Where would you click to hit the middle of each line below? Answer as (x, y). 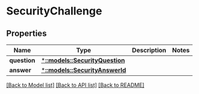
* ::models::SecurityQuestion (83, 60)
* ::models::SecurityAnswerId (84, 70)
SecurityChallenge (54, 11)
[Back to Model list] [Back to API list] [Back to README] (75, 85)
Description (149, 50)
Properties (27, 33)
